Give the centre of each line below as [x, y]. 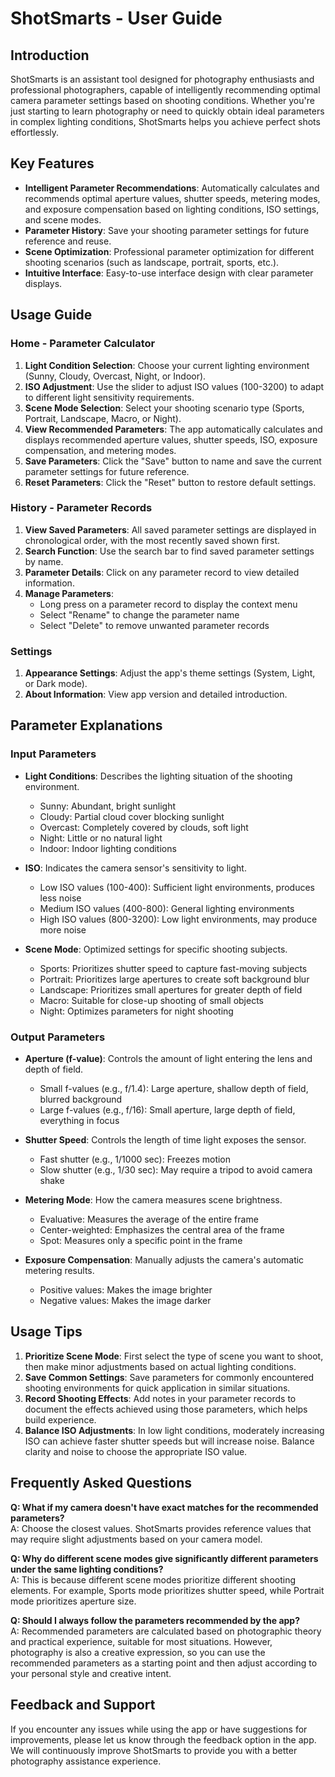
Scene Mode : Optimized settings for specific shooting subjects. [156, 949]
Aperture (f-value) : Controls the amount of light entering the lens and [168, 1059]
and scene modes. [63, 219]
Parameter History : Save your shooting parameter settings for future [167, 230]
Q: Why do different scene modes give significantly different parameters [164, 1558]
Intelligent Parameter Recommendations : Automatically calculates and [172, 188]
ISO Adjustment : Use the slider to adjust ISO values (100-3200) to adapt [174, 386]
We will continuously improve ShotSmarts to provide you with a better [154, 1750]
